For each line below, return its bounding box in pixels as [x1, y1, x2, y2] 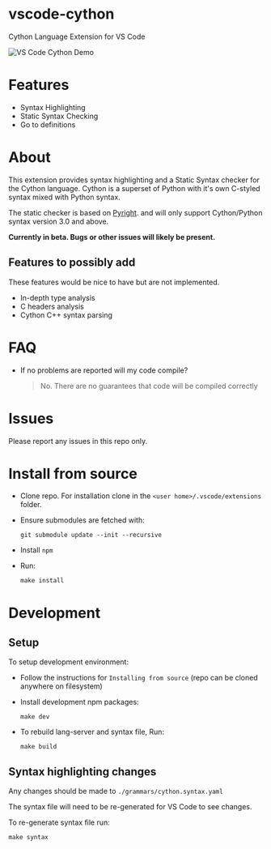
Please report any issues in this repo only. [8, 436, 148, 446]
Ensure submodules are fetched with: [19, 515, 145, 525]
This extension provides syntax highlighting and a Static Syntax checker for [8, 175, 260, 185]
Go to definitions [19, 119, 76, 130]
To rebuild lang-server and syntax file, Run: [19, 727, 164, 737]
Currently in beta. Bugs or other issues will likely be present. [8, 232, 216, 241]
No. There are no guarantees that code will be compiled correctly [40, 381, 259, 390]
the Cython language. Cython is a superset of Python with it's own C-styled [8, 183, 260, 193]
